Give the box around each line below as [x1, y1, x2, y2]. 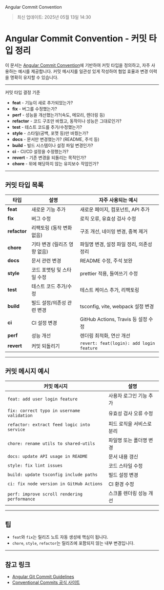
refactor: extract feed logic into [7, 422, 90, 427]
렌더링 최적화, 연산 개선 [80, 332, 130, 339]
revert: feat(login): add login [80, 340, 155, 346]
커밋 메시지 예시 [5, 367, 50, 375]
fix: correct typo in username [7, 408, 81, 413]
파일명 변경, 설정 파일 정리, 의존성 [80, 241, 152, 248]
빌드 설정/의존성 [31, 299, 66, 306]
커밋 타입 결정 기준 [5, 89, 41, 95]
